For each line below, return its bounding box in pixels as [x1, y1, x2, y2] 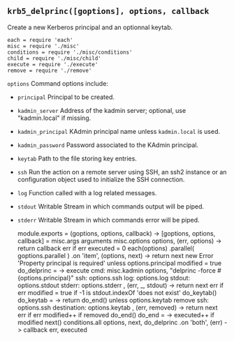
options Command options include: [7, 79, 108, 87]
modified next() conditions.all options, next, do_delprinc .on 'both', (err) [17, 318, 223, 326]
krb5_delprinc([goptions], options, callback [7, 6, 210, 17]
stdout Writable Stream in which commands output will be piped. [17, 202, 205, 211]
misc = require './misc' [7, 43, 80, 50]
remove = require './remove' [7, 67, 92, 74]
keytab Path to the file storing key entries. [17, 154, 138, 162]
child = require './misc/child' [7, 54, 101, 62]
